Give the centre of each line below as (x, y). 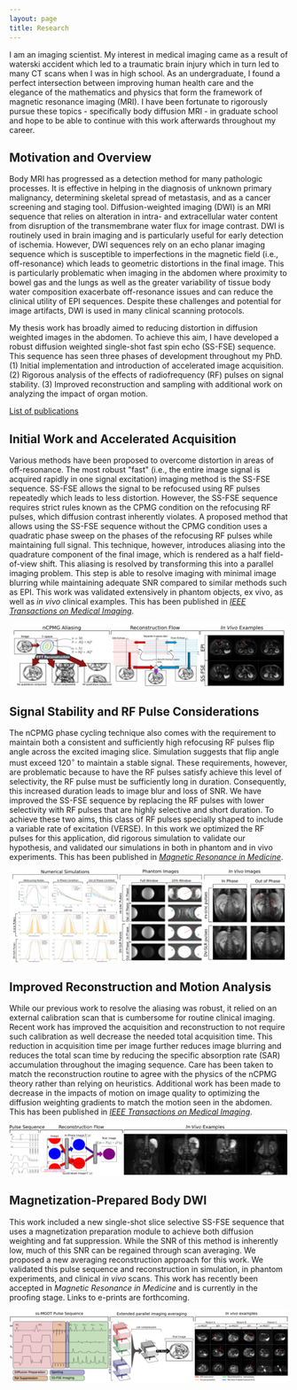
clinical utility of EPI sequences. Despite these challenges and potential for (145, 301)
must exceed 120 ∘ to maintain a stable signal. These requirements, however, (148, 762)
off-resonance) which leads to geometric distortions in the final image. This (147, 264)
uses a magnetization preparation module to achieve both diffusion (132, 1231)
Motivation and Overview (81, 157)
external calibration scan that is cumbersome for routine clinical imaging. (142, 1018)
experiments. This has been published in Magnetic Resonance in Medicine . (146, 856)
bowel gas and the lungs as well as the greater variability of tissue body (140, 283)
